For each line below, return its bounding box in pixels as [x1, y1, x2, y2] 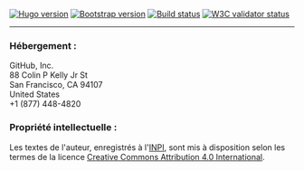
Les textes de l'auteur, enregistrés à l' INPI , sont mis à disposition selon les [9, 141, 286, 153]
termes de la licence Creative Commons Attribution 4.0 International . [9, 151, 265, 162]
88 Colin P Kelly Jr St [9, 70, 89, 81]
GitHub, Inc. [9, 60, 54, 71]
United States [9, 89, 61, 100]
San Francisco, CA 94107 [9, 80, 103, 90]
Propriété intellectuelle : [9, 121, 118, 134]
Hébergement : [9, 39, 77, 52]
